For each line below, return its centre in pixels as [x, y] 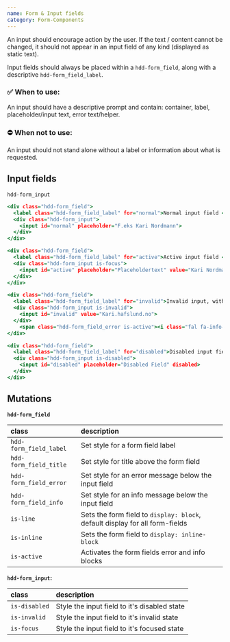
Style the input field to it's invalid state [117, 617]
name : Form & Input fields [46, 13]
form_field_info [37, 502]
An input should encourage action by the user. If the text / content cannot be [115, 39]
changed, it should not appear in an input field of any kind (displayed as [108, 47]
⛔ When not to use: [40, 132]
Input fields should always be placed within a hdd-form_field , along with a [112, 67]
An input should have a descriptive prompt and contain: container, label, [108, 107]
